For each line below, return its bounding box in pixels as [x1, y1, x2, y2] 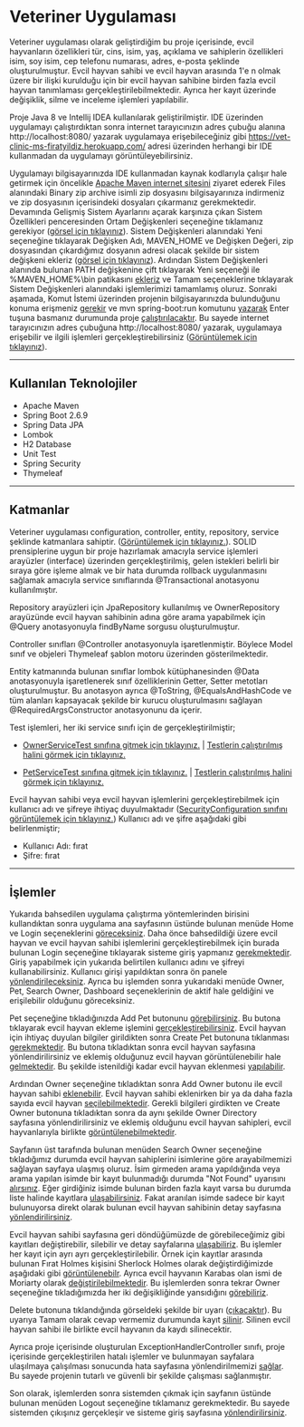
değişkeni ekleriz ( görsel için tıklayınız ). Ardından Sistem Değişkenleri [9, 254, 269, 265]
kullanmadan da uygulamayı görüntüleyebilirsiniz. [9, 150, 194, 160]
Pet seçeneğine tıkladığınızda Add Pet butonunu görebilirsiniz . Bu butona [9, 1013, 281, 1024]
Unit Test [22, 448, 57, 459]
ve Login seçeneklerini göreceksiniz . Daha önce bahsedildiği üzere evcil [9, 927, 278, 939]
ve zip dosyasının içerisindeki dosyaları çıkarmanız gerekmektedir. [9, 197, 256, 208]
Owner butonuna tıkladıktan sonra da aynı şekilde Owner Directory [9, 1108, 258, 1119]
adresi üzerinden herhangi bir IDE [147, 141, 273, 151]
